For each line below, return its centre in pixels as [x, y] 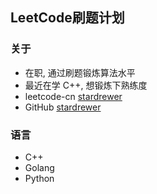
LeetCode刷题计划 [67, 18]
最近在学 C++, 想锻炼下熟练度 [86, 85]
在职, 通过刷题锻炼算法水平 [80, 72]
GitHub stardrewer [63, 107]
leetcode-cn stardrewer [73, 96]
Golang [39, 167]
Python [39, 178]
